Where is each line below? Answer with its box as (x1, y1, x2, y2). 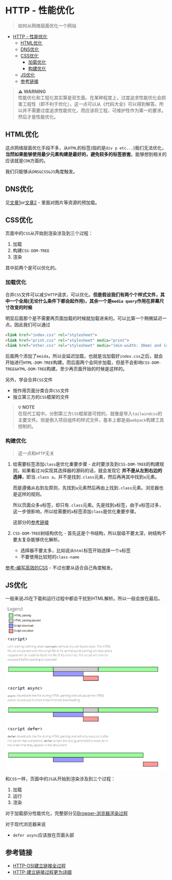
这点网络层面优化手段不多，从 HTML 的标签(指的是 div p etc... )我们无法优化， (5, 144, 166, 151)
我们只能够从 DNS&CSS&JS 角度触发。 (5, 168, 78, 174)
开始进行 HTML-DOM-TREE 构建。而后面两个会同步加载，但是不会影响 (5, 359, 143, 366)
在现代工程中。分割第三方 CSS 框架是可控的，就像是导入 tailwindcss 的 (17, 410, 163, 417)
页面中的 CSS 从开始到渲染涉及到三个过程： (5, 230, 93, 236)
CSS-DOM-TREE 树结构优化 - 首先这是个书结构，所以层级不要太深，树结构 (12, 530, 162, 536)
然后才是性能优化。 (17, 114, 59, 120)
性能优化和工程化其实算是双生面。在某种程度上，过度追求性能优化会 (17, 94, 162, 100)
